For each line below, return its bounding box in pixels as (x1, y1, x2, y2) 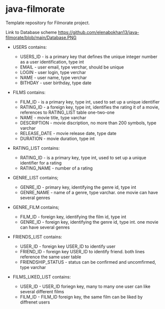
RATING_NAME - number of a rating (20, 165, 93, 171)
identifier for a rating (20, 160, 62, 166)
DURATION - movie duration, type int (20, 136, 95, 141)
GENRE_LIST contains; (12, 174, 58, 180)
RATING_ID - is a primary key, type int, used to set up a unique (20, 154, 147, 161)
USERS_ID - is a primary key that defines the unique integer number (20, 53, 158, 60)
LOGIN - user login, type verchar (20, 69, 86, 75)
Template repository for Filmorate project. (5, 20, 90, 26)
